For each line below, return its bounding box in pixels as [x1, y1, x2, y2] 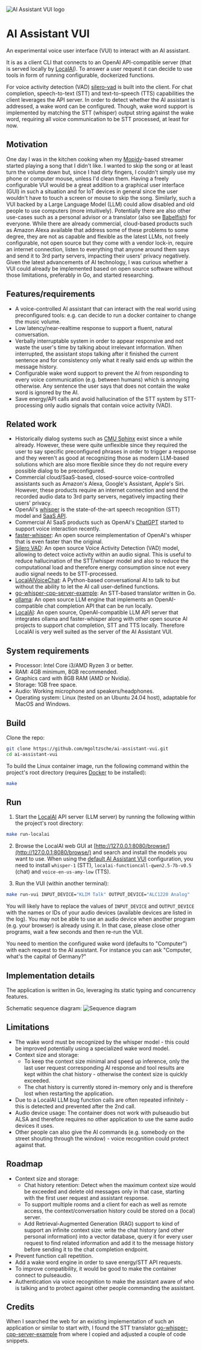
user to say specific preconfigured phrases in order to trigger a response [14, 448, 197, 455]
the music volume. [14, 318, 62, 325]
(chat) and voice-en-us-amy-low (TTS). [14, 868, 111, 875]
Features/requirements [6, 289, 95, 299]
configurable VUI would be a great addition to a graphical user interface [6, 181, 185, 188]
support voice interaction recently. [14, 525, 101, 532]
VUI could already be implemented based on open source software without [6, 265, 193, 272]
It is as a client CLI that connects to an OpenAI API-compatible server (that [6, 58, 192, 66]
